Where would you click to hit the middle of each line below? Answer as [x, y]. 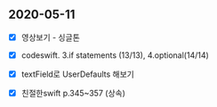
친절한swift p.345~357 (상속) [73, 93]
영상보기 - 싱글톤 [51, 37]
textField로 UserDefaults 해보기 [77, 74]
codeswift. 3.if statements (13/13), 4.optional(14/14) [115, 55]
